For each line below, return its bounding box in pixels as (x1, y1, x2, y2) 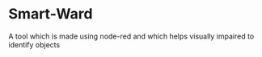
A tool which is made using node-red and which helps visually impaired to (8, 31, 255, 41)
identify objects (8, 39, 61, 49)
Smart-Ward (8, 5, 93, 23)
